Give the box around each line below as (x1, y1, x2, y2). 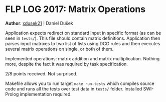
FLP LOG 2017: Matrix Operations (5, 4, 146, 15)
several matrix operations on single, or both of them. (5, 46, 114, 52)
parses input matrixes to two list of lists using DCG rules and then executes (5, 40, 160, 46)
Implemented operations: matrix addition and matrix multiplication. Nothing (5, 55, 160, 61)
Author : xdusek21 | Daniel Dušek (5, 20, 74, 26)
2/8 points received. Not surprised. (5, 70, 78, 76)
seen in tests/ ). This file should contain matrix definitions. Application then (5, 35, 160, 41)
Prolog (5, 91, 19, 97)
